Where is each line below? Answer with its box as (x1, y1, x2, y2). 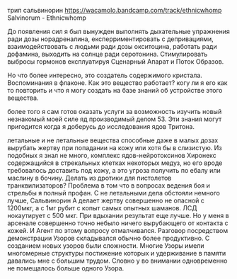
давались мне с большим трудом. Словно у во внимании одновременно (7, 256, 228, 265)
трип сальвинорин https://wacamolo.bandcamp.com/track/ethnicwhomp (7, 6, 222, 14)
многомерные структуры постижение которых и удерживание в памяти (7, 249, 226, 257)
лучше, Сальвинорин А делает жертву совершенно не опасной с (7, 196, 205, 205)
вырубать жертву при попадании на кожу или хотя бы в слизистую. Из (7, 144, 222, 152)
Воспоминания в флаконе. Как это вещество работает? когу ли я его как (7, 79, 228, 87)
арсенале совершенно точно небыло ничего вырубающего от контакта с (7, 219, 229, 227)
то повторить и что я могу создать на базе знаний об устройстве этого (7, 86, 223, 94)
